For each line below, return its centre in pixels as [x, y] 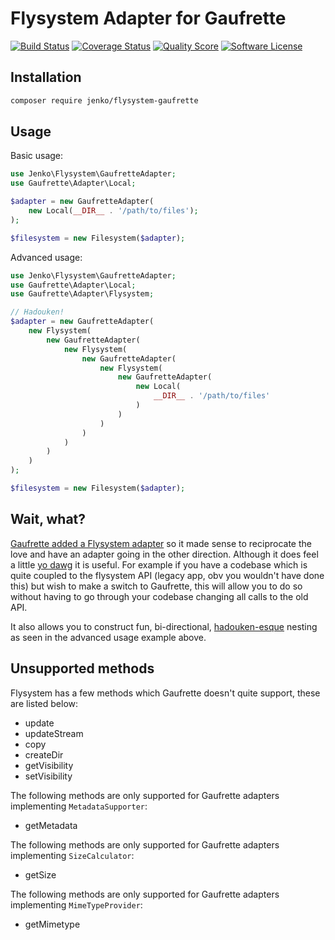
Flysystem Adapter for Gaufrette [148, 18]
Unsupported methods [82, 668]
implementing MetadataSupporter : [79, 806]
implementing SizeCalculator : [72, 855]
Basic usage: [37, 156]
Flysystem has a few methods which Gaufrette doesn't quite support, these [165, 693]
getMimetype [52, 924]
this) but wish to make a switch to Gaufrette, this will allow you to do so [156, 586]
